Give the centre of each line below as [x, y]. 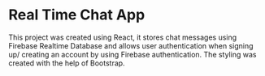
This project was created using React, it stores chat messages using [123, 37]
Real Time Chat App [77, 15]
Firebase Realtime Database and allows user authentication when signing [131, 45]
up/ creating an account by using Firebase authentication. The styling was [132, 54]
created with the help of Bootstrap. [67, 63]
